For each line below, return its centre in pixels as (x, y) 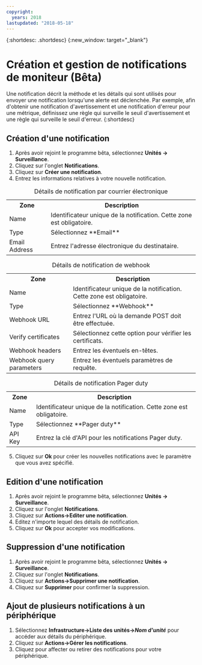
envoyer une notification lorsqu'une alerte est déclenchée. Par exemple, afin (101, 101)
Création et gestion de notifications (96, 64)
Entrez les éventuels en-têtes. (115, 351)
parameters (26, 368)
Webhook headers (35, 351)
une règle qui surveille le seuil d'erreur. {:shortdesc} (71, 119)
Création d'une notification (58, 138)
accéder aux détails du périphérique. (61, 636)
